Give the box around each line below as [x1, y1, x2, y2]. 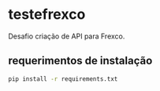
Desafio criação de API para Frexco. [8, 31, 125, 41]
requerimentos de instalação [8, 54, 153, 67]
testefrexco [8, 5, 86, 24]
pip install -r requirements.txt [8, 75, 118, 83]
